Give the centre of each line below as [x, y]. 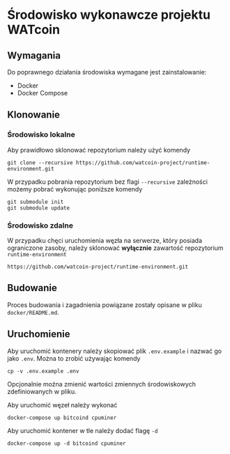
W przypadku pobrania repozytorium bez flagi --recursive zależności [107, 182]
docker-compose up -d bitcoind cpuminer [67, 443]
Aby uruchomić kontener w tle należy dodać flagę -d [83, 430]
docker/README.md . [33, 312]
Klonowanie [34, 115]
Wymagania [34, 55]
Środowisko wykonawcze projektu [109, 15]
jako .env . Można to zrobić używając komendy [74, 358]
